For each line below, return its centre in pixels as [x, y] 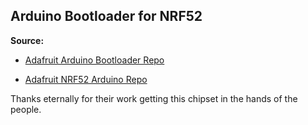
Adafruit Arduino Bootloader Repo [94, 60]
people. [26, 109]
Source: [27, 40]
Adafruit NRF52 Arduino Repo [86, 79]
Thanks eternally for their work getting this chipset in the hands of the [154, 98]
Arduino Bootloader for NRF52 [106, 16]
